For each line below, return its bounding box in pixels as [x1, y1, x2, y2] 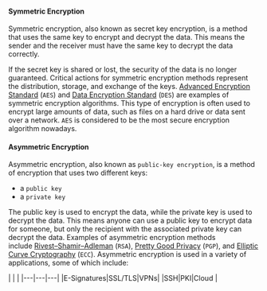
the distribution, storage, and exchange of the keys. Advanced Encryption [8, 82, 251, 91]
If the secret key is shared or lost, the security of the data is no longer [8, 64, 238, 75]
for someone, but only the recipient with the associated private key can [8, 224, 242, 234]
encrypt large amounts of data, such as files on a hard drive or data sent [8, 107, 245, 117]
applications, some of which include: [8, 258, 129, 268]
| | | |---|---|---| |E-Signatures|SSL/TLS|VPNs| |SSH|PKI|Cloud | [8, 274, 218, 283]
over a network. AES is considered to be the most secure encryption [8, 115, 230, 125]
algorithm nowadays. [8, 124, 77, 134]
